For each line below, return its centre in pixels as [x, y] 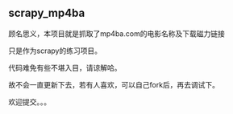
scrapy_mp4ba [47, 13]
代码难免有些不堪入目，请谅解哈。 [65, 67]
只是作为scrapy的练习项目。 [55, 51]
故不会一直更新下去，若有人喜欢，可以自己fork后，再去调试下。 [114, 84]
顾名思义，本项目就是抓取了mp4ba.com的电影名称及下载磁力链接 [117, 33]
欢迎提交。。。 [29, 102]
